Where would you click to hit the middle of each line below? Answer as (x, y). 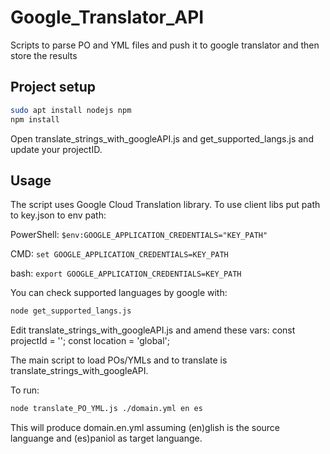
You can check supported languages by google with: (119, 293)
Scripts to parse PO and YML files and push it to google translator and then (165, 45)
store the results (44, 55)
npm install (35, 119)
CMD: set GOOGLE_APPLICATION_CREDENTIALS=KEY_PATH (119, 254)
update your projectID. (56, 149)
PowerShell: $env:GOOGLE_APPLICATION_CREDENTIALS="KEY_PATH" (139, 235)
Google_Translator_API (107, 17)
